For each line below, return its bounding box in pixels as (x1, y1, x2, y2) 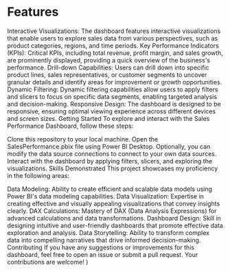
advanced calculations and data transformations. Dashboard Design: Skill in (7, 214, 222, 222)
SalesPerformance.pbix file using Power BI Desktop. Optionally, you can (7, 142, 211, 150)
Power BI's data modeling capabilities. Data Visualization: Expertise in (7, 192, 205, 200)
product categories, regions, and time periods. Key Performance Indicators (7, 41, 220, 49)
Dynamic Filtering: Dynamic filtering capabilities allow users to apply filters (7, 85, 218, 93)
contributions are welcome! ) (7, 258, 89, 266)
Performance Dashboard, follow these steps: (7, 122, 134, 130)
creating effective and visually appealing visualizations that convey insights (7, 199, 220, 207)
